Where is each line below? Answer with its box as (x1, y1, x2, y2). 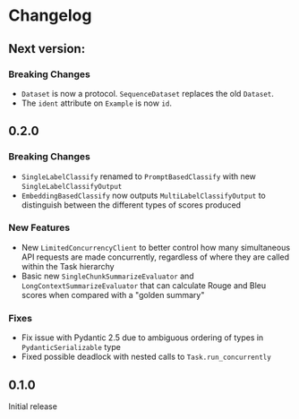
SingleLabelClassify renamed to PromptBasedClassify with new (21, 171, 257, 182)
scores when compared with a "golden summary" (21, 289, 205, 300)
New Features (8, 221, 71, 234)
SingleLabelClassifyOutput (21, 182, 123, 191)
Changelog (8, 5, 92, 26)
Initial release (8, 400, 57, 412)
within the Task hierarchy (21, 261, 115, 271)
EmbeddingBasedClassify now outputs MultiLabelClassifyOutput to (21, 190, 266, 201)
